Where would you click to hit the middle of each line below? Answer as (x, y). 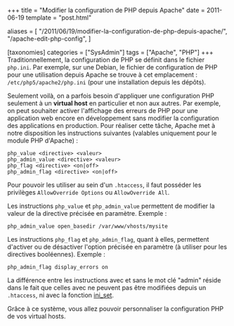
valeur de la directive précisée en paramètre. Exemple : (87, 213)
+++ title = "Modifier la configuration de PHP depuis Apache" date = (106, 10)
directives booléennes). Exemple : (56, 254)
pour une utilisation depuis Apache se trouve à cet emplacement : (103, 74)
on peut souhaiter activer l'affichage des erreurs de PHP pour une (103, 111)
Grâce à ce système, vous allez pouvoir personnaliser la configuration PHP (115, 309)
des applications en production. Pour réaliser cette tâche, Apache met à (111, 125)
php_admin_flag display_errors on (58, 267)
